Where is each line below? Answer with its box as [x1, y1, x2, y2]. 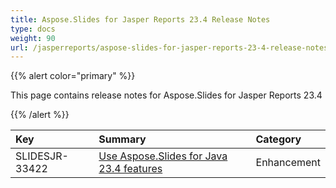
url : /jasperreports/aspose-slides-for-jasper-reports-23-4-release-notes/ [10, 42, 333, 53]
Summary [98, 132, 147, 146]
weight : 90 [10, 33, 56, 43]
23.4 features [98, 162, 163, 176]
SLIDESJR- [15, 149, 69, 163]
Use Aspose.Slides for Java [98, 149, 228, 163]
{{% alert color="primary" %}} [10, 70, 136, 82]
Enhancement [255, 156, 321, 170]
